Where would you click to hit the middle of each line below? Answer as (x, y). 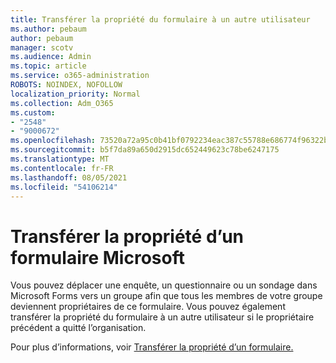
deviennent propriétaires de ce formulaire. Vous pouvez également (148, 307)
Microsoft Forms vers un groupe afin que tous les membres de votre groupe (166, 296)
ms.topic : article (48, 66)
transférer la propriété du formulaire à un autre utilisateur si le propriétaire (162, 317)
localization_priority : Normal (75, 94)
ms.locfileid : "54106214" (64, 187)
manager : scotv (42, 47)
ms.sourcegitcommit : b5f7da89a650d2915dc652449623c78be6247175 (145, 150)
